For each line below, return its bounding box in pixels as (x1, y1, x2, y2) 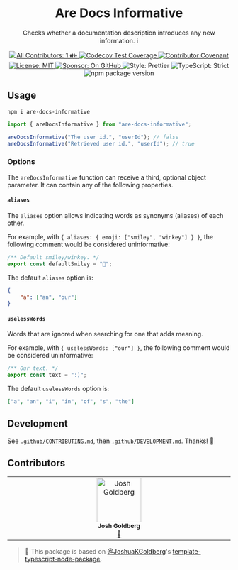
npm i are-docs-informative (7, 108, 91, 115)
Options (7, 157, 35, 167)
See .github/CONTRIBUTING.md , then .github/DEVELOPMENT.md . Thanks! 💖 (7, 437, 215, 445)
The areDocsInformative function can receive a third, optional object (7, 172, 207, 182)
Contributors (7, 457, 66, 469)
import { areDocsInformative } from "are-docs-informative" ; (7, 121, 192, 128)
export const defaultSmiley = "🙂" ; (7, 261, 113, 268)
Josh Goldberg (98, 522, 140, 530)
